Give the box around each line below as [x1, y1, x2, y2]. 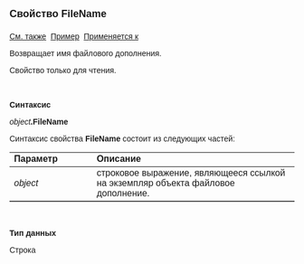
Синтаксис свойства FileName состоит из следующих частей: [9, 134, 235, 144]
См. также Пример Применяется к [9, 32, 138, 42]
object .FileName [9, 117, 69, 127]
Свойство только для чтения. [9, 65, 117, 75]
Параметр [14, 154, 59, 164]
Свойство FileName [9, 8, 107, 20]
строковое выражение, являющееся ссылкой [96, 167, 286, 178]
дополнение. [96, 188, 150, 198]
